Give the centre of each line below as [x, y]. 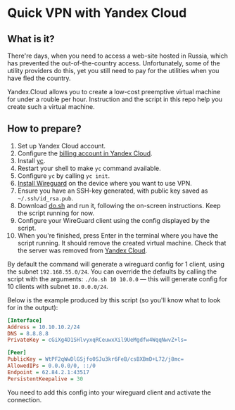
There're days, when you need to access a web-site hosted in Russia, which [118, 56]
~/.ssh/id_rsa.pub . [45, 198]
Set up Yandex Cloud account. [62, 146]
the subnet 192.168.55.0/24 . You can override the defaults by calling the [112, 271]
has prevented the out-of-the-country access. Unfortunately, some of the [114, 63]
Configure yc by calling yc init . [64, 175]
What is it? [31, 39]
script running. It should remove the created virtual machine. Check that [122, 243]
